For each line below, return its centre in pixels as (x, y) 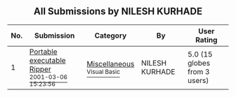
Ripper (40, 69)
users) (198, 80)
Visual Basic (104, 72)
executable (47, 60)
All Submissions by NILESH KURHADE (118, 12)
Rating (206, 40)
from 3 (198, 71)
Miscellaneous (111, 64)
